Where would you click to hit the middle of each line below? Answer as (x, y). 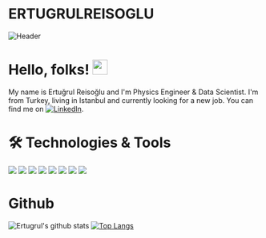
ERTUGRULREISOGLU (81, 14)
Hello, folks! (49, 70)
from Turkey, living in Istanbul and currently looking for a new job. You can (131, 100)
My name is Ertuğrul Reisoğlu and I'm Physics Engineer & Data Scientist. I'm (133, 92)
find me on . (46, 109)
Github (31, 204)
